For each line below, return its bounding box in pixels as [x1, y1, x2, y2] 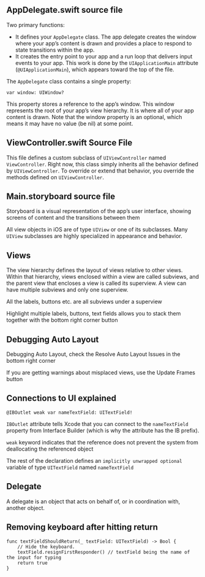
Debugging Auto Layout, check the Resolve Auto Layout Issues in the [6, 350, 181, 358]
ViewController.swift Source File [6, 137, 133, 148]
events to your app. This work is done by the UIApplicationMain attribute [15, 59, 199, 66]
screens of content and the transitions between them [6, 214, 140, 222]
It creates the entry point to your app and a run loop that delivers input [15, 52, 193, 60]
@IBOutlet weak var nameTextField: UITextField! [6, 409, 133, 416]
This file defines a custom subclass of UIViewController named [6, 153, 166, 161]
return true [17, 560, 48, 566]
